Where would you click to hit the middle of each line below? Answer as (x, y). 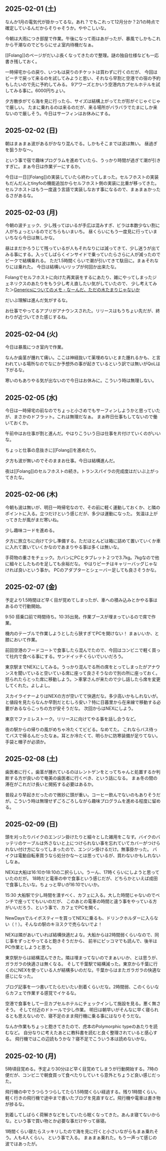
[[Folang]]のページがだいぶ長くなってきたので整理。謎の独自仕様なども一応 (82, 55)
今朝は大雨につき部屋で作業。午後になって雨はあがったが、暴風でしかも (79, 38)
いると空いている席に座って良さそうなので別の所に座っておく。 (96, 673)
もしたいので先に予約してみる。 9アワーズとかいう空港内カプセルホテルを (81, 84)
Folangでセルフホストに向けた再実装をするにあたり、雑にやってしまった (79, 277)
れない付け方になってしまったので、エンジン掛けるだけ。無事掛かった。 (78, 849)
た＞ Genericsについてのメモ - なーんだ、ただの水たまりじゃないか (73, 290)
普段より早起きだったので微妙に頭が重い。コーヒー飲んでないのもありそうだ (83, 795)
